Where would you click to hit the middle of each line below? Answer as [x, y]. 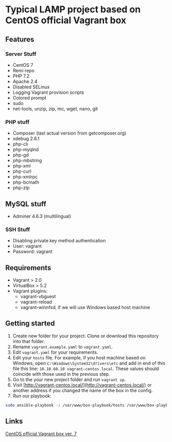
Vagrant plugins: [30, 291]
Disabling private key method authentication [59, 241]
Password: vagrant [33, 252]
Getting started [30, 324]
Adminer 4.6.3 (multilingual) [42, 216]
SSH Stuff [18, 229]
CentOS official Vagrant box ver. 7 [41, 434]
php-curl [22, 171]
